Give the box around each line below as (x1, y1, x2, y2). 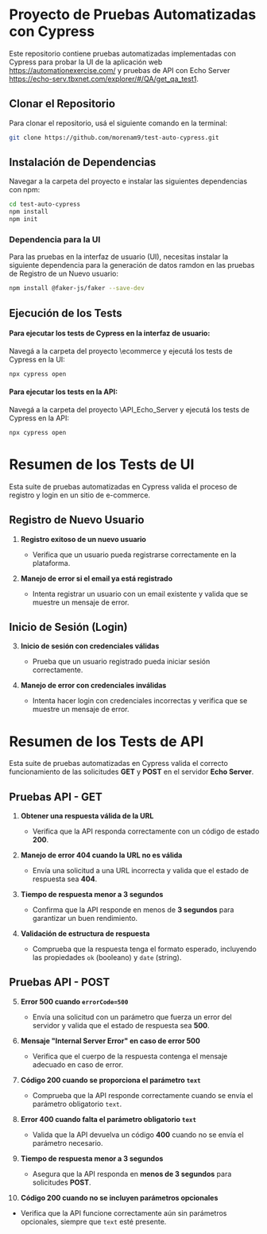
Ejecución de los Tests (9, 306, 122, 319)
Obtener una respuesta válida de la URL (20, 811, 154, 821)
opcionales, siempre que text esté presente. (20, 1217, 167, 1226)
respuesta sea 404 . (32, 874, 98, 884)
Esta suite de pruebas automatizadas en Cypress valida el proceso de (9, 482, 238, 491)
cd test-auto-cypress (9, 200, 81, 208)
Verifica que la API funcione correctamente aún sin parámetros (20, 1208, 227, 1217)
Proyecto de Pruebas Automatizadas (9, 6, 257, 24)
